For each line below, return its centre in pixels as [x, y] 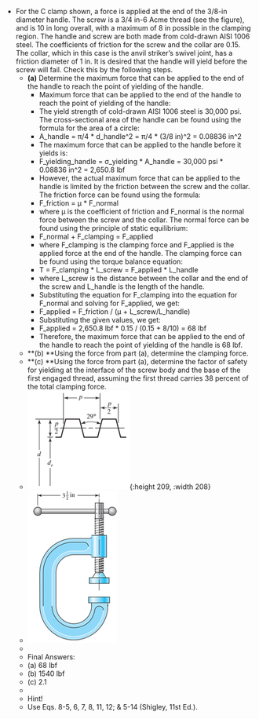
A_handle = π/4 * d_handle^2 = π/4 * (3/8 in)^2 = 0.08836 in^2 [140, 136]
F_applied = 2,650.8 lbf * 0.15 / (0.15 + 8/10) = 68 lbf [122, 328]
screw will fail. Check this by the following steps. [94, 69]
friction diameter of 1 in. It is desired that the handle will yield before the [131, 61]
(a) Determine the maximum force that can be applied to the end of [136, 78]
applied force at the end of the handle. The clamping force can [140, 253]
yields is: [53, 153]
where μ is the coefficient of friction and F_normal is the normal [142, 212]
